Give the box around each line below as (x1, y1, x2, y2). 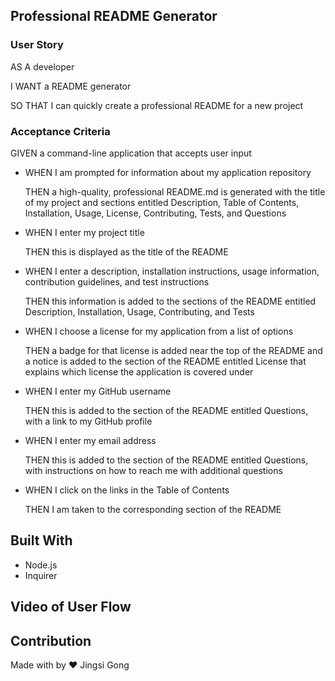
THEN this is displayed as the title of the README (24, 245, 229, 258)
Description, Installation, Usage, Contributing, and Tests (24, 305, 255, 318)
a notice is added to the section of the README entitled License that (24, 355, 307, 367)
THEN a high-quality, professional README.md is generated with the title (24, 185, 326, 198)
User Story (10, 38, 64, 52)
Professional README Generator (10, 8, 218, 25)
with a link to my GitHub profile (24, 415, 153, 427)
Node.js (24, 559, 58, 571)
